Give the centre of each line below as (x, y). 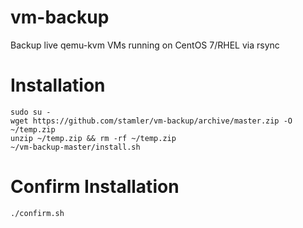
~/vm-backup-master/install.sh (75, 147)
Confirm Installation (95, 187)
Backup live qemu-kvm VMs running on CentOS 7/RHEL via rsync (145, 45)
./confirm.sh (37, 213)
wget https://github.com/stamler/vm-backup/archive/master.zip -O (151, 121)
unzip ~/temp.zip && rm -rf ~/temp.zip (93, 138)
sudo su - (31, 112)
